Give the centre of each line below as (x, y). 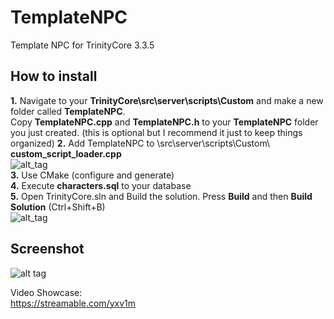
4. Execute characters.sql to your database (101, 185)
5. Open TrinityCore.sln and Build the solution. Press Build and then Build (161, 196)
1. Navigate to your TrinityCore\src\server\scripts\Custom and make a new (167, 100)
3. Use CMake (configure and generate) (92, 175)
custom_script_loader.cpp (66, 153)
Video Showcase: (46, 292)
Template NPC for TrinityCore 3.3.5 (82, 45)
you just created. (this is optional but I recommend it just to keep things (156, 132)
